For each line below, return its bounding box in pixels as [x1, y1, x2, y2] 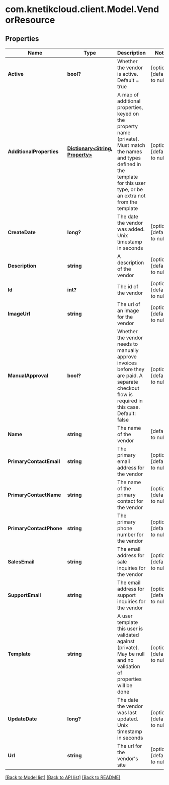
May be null [117, 650, 145, 657]
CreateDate [8, 229, 36, 236]
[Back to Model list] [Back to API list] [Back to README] [5, 774, 121, 780]
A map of [117, 91, 139, 98]
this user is [117, 625, 143, 632]
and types [117, 154, 141, 161]
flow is [117, 391, 133, 398]
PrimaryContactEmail [8, 458, 60, 465]
